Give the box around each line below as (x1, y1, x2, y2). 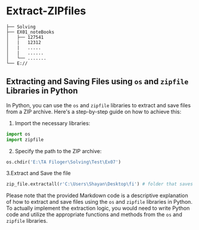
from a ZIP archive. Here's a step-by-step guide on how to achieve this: (6, 108, 182, 115)
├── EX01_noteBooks (6, 29, 55, 35)
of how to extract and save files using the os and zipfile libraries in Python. (6, 198, 192, 206)
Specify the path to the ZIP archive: (14, 147, 102, 154)
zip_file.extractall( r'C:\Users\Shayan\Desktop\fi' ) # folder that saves (6, 181, 194, 187)
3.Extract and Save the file (6, 170, 71, 177)
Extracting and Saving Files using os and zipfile (6, 76, 189, 87)
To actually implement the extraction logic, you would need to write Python (6, 204, 190, 212)
